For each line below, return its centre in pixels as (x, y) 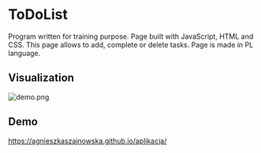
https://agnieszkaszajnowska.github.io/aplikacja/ (88, 140)
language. (24, 53)
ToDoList (38, 15)
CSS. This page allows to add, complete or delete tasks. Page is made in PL (131, 44)
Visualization (41, 78)
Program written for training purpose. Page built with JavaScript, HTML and (131, 36)
